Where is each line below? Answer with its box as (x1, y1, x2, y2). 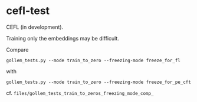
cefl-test (6, 4, 50, 18)
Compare (6, 46, 29, 53)
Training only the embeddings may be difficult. (6, 35, 120, 42)
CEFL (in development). (6, 23, 64, 30)
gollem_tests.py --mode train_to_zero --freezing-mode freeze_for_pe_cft (6, 79, 192, 85)
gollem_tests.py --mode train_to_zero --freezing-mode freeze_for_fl (6, 57, 181, 63)
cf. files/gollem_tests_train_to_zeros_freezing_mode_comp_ (6, 89, 154, 96)
